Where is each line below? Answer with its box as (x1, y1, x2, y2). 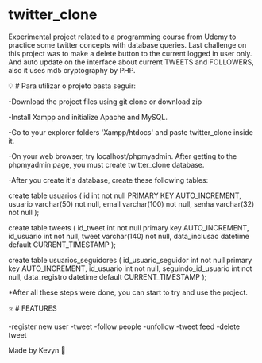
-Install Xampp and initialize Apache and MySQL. (8, 112, 168, 122)
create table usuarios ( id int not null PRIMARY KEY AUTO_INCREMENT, (8, 191, 242, 200)
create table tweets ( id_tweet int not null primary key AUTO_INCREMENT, (8, 222, 249, 232)
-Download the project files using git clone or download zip (8, 97, 202, 106)
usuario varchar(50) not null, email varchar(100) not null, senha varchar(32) (8, 199, 255, 208)
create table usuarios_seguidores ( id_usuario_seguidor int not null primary (8, 255, 252, 265)
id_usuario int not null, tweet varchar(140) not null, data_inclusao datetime (8, 231, 250, 241)
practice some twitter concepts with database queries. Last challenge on (8, 40, 247, 49)
